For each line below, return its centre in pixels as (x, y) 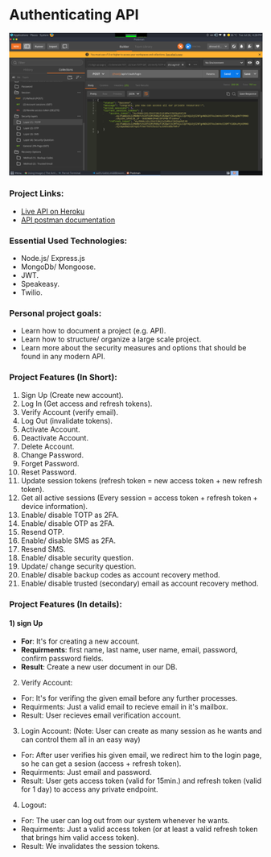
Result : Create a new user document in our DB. (99, 667)
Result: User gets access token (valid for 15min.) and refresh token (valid (141, 780)
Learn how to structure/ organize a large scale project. (111, 339)
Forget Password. (50, 463)
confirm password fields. (62, 658)
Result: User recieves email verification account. (101, 715)
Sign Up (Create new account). (72, 395)
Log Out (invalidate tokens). (67, 420)
